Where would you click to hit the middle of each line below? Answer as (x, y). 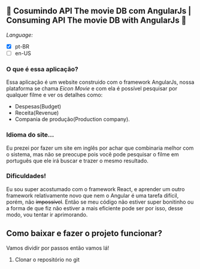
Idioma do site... (30, 135)
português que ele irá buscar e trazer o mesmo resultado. (77, 161)
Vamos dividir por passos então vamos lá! (58, 248)
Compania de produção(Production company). (72, 119)
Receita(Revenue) (37, 113)
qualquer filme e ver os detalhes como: (54, 95)
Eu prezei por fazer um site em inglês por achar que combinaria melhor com (100, 148)
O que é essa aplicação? (43, 69)
